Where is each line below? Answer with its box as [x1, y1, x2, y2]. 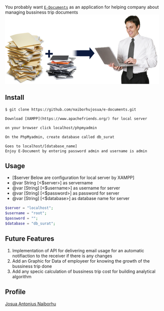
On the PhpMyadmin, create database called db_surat [5, 134, 115, 139]
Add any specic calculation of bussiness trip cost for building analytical [12, 268, 156, 274]
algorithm [12, 273, 32, 279]
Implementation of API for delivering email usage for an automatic [12, 247, 144, 253]
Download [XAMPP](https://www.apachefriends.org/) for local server [5, 116, 147, 121]
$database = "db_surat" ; [5, 221, 56, 226]
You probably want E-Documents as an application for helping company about [5, 4, 159, 10]
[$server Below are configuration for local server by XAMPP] [12, 175, 135, 180]
